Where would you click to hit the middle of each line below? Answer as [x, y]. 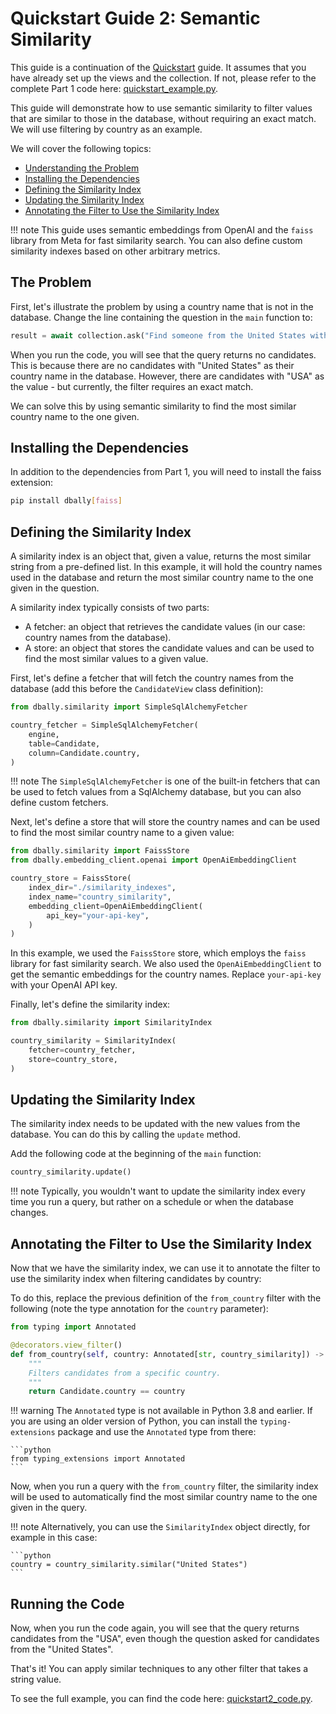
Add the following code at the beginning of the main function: [136, 1154]
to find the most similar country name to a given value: [122, 833]
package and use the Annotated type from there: [157, 1432]
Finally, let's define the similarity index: [90, 1004]
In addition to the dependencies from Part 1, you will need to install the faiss [166, 472]
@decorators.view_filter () [66, 1345]
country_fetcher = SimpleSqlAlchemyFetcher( [104, 725]
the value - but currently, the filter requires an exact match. [132, 386]
